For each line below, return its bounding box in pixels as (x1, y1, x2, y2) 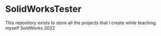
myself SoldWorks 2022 (5, 25, 55, 31)
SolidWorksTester (5, 3, 82, 15)
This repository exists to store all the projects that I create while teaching (5, 20, 156, 26)
